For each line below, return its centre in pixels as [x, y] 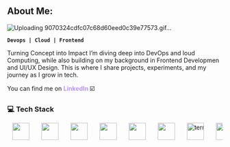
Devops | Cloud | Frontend [46, 40]
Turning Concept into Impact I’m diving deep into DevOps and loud [101, 53]
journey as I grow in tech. [43, 75]
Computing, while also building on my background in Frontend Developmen [113, 60]
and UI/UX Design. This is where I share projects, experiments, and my [107, 67]
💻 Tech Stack [31, 109]
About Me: [30, 11]
